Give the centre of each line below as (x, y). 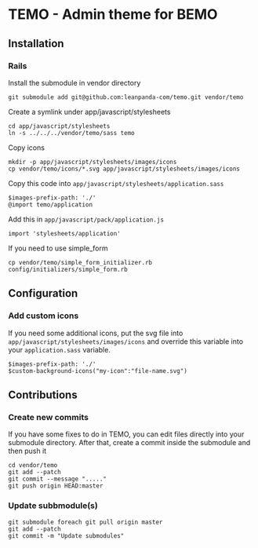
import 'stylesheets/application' (65, 233)
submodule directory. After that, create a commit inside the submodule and (129, 443)
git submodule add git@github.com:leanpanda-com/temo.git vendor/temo (126, 97)
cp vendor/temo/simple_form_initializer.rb (80, 262)
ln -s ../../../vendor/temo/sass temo (71, 133)
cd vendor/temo (33, 466)
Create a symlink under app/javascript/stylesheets (89, 111)
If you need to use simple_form (58, 248)
